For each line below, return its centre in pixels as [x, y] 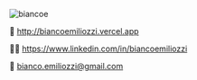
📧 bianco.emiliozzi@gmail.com [66, 66]
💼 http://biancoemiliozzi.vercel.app [74, 31]
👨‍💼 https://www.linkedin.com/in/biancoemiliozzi [98, 49]
